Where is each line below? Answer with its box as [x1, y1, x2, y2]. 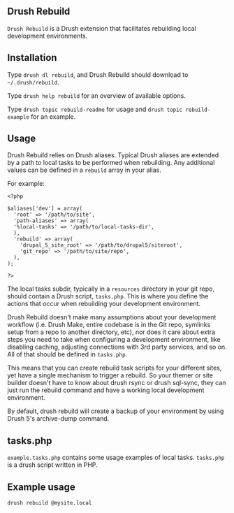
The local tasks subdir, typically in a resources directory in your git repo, [7, 284, 215, 293]
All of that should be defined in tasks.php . [7, 350, 128, 359]
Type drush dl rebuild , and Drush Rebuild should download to [7, 70, 189, 79]
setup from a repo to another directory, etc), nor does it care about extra [7, 328, 215, 336]
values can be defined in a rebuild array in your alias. [7, 166, 162, 174]
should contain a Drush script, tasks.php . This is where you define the [7, 292, 209, 301]
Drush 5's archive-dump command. [7, 414, 110, 423]
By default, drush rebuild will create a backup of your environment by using [7, 407, 224, 415]
